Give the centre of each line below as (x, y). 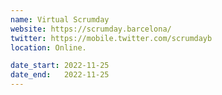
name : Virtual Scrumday (60, 19)
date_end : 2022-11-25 (60, 75)
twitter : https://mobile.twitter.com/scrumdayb (111, 38)
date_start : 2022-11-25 (60, 66)
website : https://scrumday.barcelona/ (91, 29)
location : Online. (48, 47)
